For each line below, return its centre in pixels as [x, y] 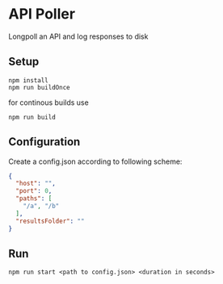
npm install [28, 80]
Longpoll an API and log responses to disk [78, 36]
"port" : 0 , [34, 191]
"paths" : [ [34, 198]
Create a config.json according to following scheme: [95, 161]
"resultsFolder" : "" [50, 221]
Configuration [44, 142]
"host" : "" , [36, 184]
